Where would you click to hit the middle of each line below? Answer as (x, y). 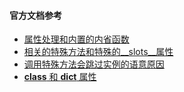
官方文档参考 (35, 15)
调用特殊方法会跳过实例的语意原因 (94, 64)
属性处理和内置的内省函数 (76, 39)
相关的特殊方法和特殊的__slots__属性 (98, 52)
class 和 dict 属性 (60, 77)
